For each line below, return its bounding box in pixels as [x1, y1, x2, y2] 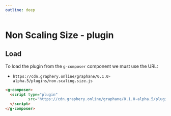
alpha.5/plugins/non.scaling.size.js [12, 78, 93, 83]
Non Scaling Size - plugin [5, 29, 114, 41]
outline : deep [5, 7, 36, 13]
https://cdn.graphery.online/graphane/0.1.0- [12, 74, 111, 79]
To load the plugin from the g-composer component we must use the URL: [5, 63, 158, 69]
